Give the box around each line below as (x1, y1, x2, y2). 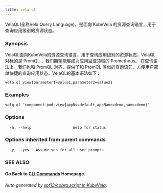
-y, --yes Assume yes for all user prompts (9, 147, 104, 152)
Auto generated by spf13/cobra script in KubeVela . (5, 182, 107, 188)
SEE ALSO (5, 159, 30, 165)
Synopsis (5, 40, 28, 47)
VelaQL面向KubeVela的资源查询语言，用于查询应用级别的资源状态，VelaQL (5, 52, 156, 57)
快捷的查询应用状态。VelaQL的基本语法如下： (9, 70, 101, 76)
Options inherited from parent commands (5, 136, 106, 143)
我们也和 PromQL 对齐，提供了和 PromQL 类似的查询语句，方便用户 (18, 64, 154, 70)
